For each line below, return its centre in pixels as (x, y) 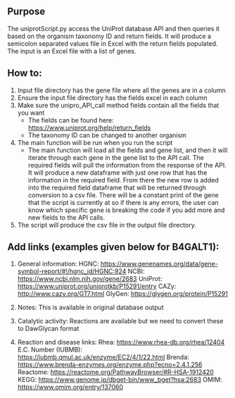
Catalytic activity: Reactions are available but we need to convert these (120, 321)
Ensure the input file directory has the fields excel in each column (112, 97)
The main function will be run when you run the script (95, 142)
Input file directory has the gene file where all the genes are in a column (122, 90)
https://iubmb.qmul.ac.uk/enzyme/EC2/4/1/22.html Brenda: (103, 357)
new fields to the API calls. (66, 217)
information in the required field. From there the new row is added (123, 180)
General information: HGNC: (58, 264)
